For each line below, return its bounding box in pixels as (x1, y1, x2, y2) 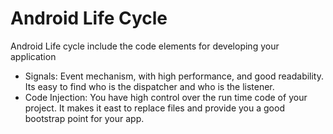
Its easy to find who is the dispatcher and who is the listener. (24, 80, 275, 92)
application (10, 50, 57, 62)
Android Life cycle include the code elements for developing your (10, 40, 280, 52)
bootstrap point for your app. (24, 112, 145, 124)
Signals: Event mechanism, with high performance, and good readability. (24, 70, 325, 82)
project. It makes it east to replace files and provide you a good (24, 102, 285, 114)
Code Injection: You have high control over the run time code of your (24, 91, 308, 103)
